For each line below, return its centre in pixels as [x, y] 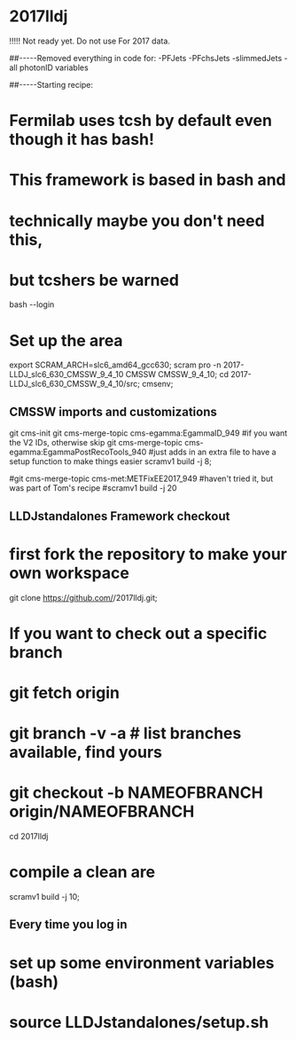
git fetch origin [64, 693]
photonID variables [54, 67]
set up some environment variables [142, 962]
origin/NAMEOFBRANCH [102, 812]
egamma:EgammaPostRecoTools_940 [78, 452]
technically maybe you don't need [137, 221]
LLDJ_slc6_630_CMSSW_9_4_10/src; [74, 384]
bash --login [32, 304]
